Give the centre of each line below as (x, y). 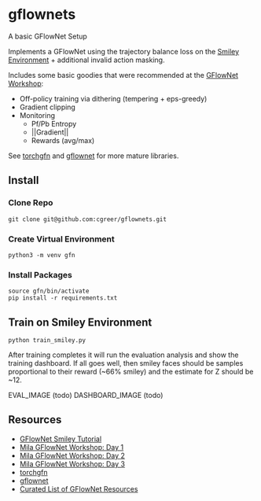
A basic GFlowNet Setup (48, 36)
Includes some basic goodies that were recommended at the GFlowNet (123, 75)
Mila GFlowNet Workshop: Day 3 (72, 464)
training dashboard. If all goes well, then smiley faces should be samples (126, 363)
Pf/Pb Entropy (54, 123)
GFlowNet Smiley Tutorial (61, 439)
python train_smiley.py (47, 341)
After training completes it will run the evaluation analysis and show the (123, 355)
